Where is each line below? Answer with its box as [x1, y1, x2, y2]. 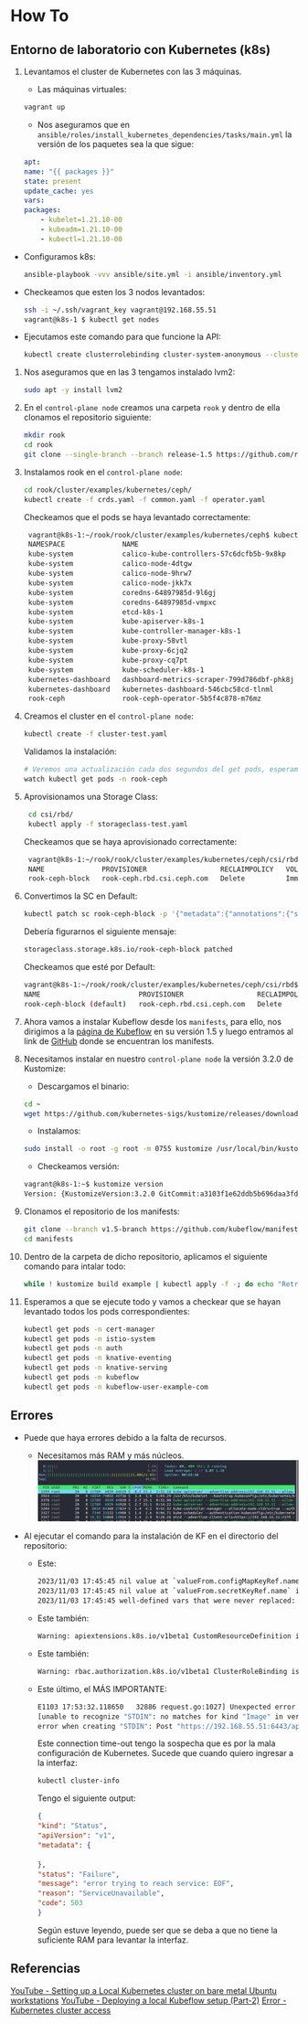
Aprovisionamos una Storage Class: [23, 791, 159, 802]
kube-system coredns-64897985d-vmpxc [27, 598, 218, 607]
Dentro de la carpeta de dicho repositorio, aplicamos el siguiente [23, 1251, 268, 1262]
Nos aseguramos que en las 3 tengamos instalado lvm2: [23, 367, 236, 378]
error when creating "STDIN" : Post [37, 1721, 173, 1731]
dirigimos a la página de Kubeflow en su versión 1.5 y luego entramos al [23, 1026, 293, 1037]
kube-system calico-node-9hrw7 [27, 569, 193, 578]
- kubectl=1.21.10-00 [40, 234, 122, 243]
